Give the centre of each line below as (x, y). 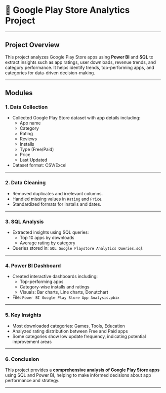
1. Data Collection (26, 107)
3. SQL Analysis (24, 222)
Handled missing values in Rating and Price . (57, 199)
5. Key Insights (23, 315)
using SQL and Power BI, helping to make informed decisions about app (78, 375)
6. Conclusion (22, 359)
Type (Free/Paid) (37, 149)
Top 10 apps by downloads (47, 238)
